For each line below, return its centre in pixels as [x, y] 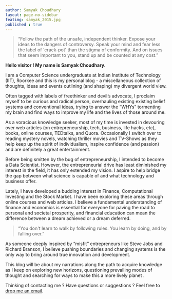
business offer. [21, 181]
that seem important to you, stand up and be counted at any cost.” [88, 55]
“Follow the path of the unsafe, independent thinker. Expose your [87, 39]
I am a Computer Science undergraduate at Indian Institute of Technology [83, 75]
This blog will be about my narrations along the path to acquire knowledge [84, 265]
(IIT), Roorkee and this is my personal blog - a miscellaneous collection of [83, 81]
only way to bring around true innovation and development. [68, 255]
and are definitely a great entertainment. [48, 150]
